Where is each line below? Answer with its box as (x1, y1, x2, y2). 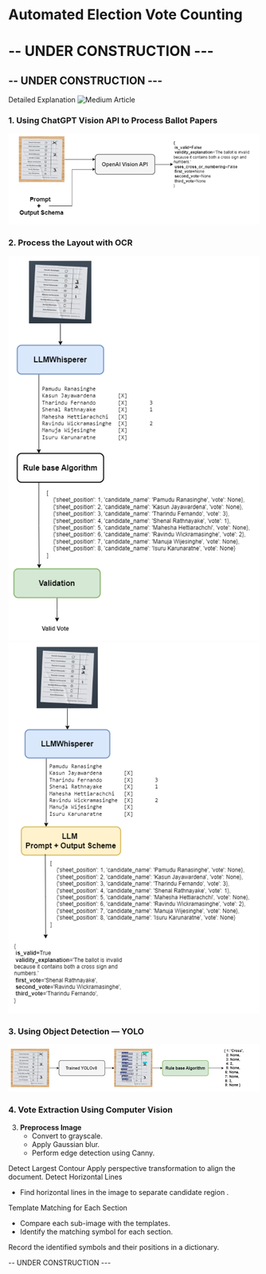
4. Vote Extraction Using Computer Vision (8, 1104, 173, 1115)
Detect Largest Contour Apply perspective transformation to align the (8, 1163, 236, 1173)
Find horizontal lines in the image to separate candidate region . (19, 1187, 229, 1197)
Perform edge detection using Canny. (31, 1148, 155, 1157)
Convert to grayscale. (31, 1131, 104, 1141)
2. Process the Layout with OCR (8, 237, 133, 248)
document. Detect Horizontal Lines (8, 1172, 123, 1181)
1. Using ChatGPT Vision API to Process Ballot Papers (8, 115, 217, 126)
